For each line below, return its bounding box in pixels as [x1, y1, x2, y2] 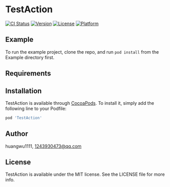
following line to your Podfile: [5, 105, 67, 111]
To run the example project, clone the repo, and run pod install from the [5, 49, 159, 55]
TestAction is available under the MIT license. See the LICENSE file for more [5, 171, 165, 177]
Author [5, 129, 28, 138]
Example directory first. [5, 54, 55, 60]
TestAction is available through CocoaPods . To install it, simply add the [5, 100, 154, 106]
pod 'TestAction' [5, 115, 42, 121]
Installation [5, 86, 42, 95]
